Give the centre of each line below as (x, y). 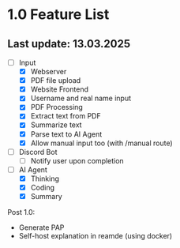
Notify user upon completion (77, 160)
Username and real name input (81, 98)
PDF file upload (56, 81)
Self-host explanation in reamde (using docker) (96, 236)
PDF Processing (57, 107)
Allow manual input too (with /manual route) (101, 143)
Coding (43, 187)
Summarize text (56, 125)
